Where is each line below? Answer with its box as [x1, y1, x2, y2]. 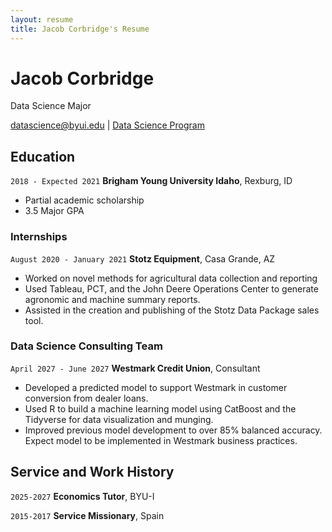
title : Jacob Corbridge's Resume [10, 24, 150, 34]
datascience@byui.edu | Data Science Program [10, 119, 205, 131]
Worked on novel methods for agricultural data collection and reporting [24, 272, 318, 284]
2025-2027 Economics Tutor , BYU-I [10, 490, 155, 502]
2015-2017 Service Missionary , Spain [10, 509, 165, 521]
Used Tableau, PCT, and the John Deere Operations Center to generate [24, 282, 319, 295]
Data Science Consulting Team [10, 339, 163, 353]
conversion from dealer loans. [24, 392, 149, 404]
